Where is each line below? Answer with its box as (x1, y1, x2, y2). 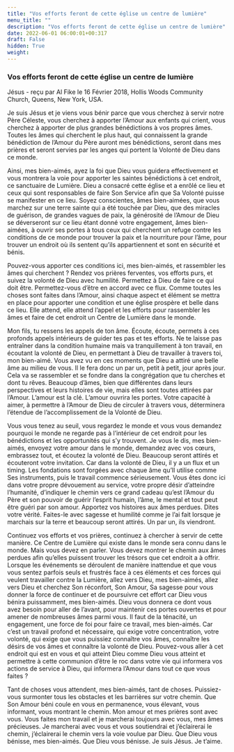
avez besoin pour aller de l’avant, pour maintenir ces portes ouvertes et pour (7, 605, 227, 613)
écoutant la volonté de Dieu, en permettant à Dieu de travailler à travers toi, (7, 349, 223, 357)
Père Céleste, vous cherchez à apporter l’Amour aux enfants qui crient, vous (7, 116, 226, 125)
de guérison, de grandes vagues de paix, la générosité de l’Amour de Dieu (7, 211, 219, 219)
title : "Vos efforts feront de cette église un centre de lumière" (7, 10, 208, 17)
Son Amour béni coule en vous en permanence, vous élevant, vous (7, 700, 200, 709)
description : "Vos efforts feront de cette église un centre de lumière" (7, 23, 226, 30)
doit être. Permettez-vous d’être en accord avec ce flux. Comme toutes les (7, 283, 221, 292)
